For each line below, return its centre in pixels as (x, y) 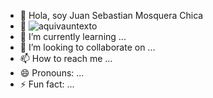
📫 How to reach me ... (66, 58)
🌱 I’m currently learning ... (73, 36)
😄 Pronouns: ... (52, 73)
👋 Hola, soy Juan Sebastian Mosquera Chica (111, 15)
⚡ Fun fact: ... (47, 84)
